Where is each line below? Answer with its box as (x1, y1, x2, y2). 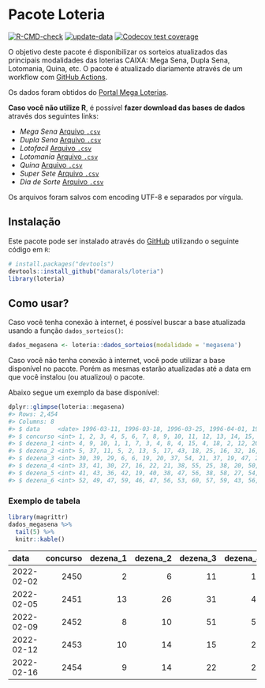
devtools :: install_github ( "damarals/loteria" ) (8, 267, 164, 275)
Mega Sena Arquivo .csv (19, 127, 101, 136)
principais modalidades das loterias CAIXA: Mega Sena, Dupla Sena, (8, 55, 230, 65)
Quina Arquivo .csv (19, 160, 83, 169)
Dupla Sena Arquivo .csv (19, 134, 102, 144)
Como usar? (8, 297, 69, 310)
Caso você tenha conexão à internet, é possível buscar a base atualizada (8, 318, 246, 327)
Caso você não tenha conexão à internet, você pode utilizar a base (8, 356, 226, 365)
